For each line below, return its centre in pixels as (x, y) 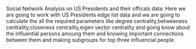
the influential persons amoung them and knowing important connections (95, 34)
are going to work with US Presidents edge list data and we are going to (93, 15)
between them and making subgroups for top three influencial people (90, 40)
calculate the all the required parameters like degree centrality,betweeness (97, 21)
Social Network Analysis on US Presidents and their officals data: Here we (96, 9)
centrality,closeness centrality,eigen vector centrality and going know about (98, 27)
